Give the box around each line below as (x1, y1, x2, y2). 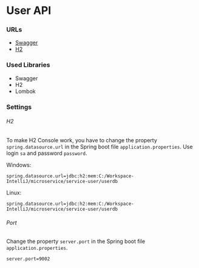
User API (6, 4, 52, 18)
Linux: (6, 189, 22, 196)
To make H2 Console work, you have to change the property (6, 136, 158, 143)
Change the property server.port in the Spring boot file (6, 238, 146, 245)
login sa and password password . (6, 149, 87, 157)
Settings (6, 103, 32, 111)
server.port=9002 (6, 256, 50, 262)
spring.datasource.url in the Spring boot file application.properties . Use (6, 143, 193, 150)
